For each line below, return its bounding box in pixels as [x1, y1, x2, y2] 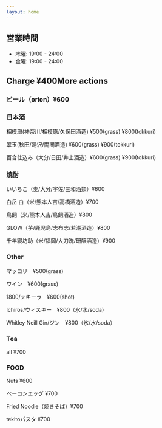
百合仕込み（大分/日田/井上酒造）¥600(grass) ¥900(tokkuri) [6, 154, 157, 161]
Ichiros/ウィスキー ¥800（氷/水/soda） [6, 306, 107, 313]
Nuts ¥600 [6, 378, 33, 385]
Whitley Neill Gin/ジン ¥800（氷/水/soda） [6, 319, 116, 326]
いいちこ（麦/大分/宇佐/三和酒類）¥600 [6, 185, 105, 193]
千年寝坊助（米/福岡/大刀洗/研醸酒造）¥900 [6, 237, 116, 244]
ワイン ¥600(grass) [6, 280, 59, 288]
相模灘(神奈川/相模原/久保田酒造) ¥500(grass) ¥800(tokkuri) [6, 128, 157, 136]
